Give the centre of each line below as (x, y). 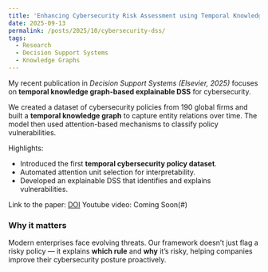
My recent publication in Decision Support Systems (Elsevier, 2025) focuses (133, 83)
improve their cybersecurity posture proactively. (87, 260)
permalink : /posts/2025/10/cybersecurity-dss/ (87, 30)
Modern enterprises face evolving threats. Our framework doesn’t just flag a (134, 243)
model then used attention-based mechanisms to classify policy (114, 124)
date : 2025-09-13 (37, 23)
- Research (33, 46)
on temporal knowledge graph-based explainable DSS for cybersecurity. (130, 91)
